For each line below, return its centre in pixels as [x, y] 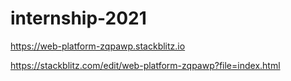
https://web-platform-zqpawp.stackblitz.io [98, 46]
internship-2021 [78, 18]
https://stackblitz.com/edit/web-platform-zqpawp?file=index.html [145, 65]
